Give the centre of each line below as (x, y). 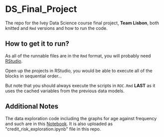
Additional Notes (32, 106)
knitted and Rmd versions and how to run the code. (57, 28)
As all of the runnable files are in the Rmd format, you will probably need (78, 56)
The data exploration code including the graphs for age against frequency (81, 118)
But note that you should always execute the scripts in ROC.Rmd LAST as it (80, 85)
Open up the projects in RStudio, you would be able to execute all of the (79, 70)
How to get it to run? (37, 44)
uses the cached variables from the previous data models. (65, 91)
